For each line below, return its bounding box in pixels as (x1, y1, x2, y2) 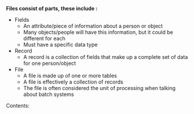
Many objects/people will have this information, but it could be (23, 29, 174, 36)
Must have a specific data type (23, 41, 98, 48)
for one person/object (23, 60, 76, 67)
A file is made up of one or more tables (23, 72, 117, 79)
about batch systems (23, 91, 74, 98)
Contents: (6, 102, 30, 109)
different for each (23, 35, 65, 42)
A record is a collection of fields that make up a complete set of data (23, 54, 188, 60)
